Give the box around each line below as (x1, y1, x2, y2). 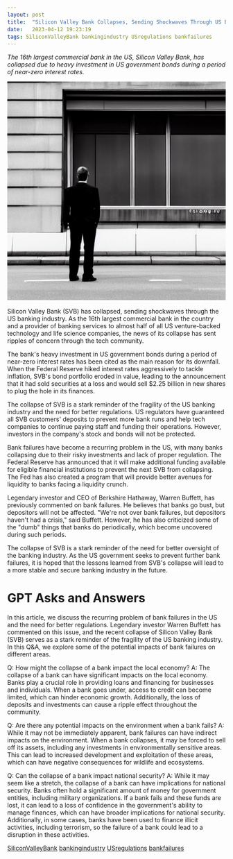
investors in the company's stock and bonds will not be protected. (7, 430, 196, 439)
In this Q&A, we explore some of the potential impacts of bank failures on (7, 643, 216, 652)
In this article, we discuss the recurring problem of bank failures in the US (7, 613, 218, 622)
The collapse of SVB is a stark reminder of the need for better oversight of (7, 544, 220, 552)
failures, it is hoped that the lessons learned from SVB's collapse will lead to (7, 559, 224, 567)
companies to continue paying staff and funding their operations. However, (7, 423, 222, 431)
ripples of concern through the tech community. (7, 337, 144, 345)
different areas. (7, 650, 51, 658)
